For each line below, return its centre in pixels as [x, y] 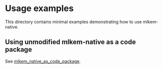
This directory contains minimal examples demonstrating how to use [73, 22]
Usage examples [39, 8]
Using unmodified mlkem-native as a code [71, 42]
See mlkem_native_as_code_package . [43, 61]
